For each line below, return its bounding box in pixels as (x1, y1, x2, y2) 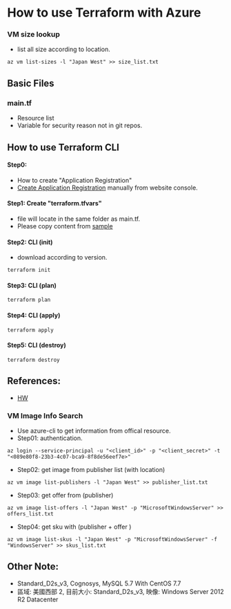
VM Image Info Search (7, 410, 83, 420)
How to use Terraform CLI (7, 141, 119, 153)
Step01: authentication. (17, 434, 83, 442)
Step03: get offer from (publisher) (17, 491, 114, 499)
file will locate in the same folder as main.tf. (17, 215, 141, 223)
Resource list (17, 114, 54, 122)
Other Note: (7, 561, 59, 572)
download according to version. (17, 253, 108, 262)
